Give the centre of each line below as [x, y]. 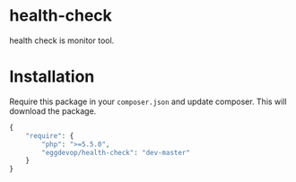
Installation [52, 77]
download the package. [53, 111]
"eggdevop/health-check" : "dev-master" [116, 152]
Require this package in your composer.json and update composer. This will [148, 101]
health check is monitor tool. [62, 40]
